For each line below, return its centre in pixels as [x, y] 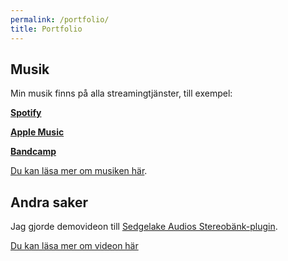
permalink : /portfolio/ [60, 19]
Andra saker [49, 202]
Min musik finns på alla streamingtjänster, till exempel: [121, 93]
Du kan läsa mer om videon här [74, 246]
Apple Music [37, 132]
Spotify [26, 113]
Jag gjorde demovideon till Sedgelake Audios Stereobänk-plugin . [144, 227]
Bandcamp [33, 152]
